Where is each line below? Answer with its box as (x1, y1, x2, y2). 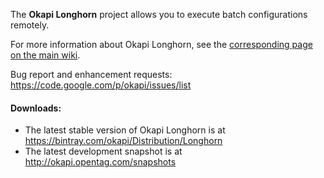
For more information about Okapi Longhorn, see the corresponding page (10, 39, 313, 50)
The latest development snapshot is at (24, 145, 183, 158)
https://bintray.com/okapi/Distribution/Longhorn (24, 135, 223, 147)
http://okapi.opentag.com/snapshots (24, 156, 177, 168)
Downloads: (10, 102, 62, 114)
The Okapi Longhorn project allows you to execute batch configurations (10, 9, 308, 20)
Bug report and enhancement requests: (10, 69, 173, 80)
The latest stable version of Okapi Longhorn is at (24, 124, 226, 136)
